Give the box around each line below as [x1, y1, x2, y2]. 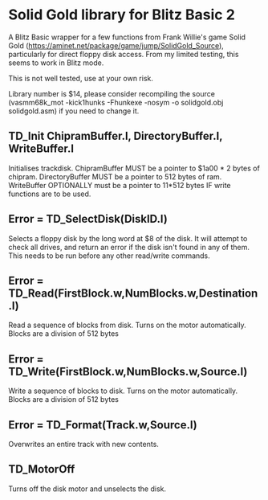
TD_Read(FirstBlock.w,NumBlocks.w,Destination [8, 286, 258, 300]
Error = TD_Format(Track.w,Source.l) [8, 418, 198, 432]
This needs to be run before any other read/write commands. [8, 251, 210, 260]
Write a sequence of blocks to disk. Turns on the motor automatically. [8, 386, 238, 395]
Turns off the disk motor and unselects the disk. [8, 484, 167, 494]
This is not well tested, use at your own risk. [8, 73, 154, 83]
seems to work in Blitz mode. [8, 58, 104, 68]
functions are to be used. [8, 189, 91, 199]
